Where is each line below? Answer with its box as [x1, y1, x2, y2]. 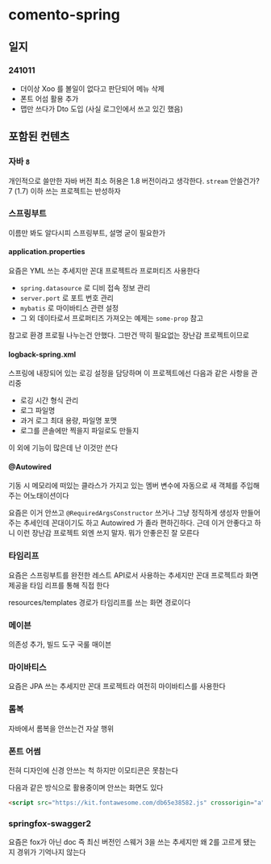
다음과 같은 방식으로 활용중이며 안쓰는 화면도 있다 [8, 783, 164, 792]
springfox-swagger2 [8, 817, 91, 829]
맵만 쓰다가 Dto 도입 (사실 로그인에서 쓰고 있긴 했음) [19, 103, 184, 114]
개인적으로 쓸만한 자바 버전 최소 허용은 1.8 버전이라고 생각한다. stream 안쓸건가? [8, 176, 261, 186]
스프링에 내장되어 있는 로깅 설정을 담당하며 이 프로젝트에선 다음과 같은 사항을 [8, 369, 250, 378]
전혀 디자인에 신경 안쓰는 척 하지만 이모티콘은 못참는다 [8, 765, 179, 775]
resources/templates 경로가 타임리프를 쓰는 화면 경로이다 [8, 597, 191, 607]
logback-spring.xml [8, 349, 77, 359]
